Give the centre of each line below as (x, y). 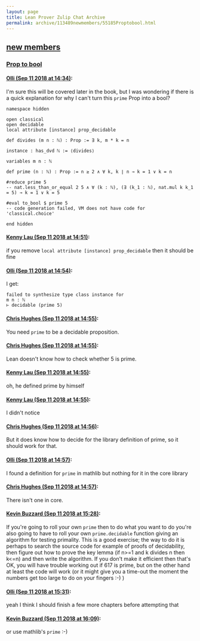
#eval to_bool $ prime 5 (37, 203)
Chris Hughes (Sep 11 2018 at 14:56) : (53, 426)
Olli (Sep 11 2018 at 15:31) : (39, 591)
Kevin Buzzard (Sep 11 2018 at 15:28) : (53, 514)
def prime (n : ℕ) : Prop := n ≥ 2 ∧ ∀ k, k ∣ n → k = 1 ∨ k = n (89, 172)
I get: (13, 284)
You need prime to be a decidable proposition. (63, 332)
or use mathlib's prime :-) (37, 632)
